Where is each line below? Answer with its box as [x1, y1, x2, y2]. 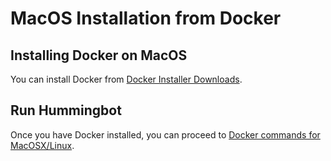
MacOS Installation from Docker [10, 7, 282, 30]
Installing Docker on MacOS [10, 47, 188, 64]
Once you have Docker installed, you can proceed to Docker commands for [10, 128, 321, 141]
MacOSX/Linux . [10, 139, 75, 151]
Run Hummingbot [10, 102, 122, 119]
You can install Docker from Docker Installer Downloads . [10, 73, 243, 85]
